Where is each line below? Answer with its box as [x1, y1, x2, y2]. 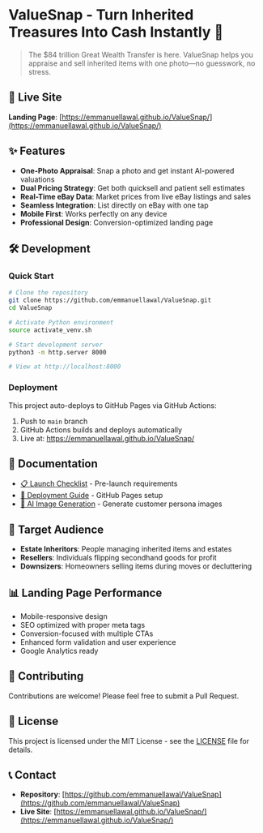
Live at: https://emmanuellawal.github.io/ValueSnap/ [19, 433, 195, 443]
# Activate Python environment [8, 318, 114, 326]
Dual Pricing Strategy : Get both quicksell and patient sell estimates [19, 182, 245, 192]
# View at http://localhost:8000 [8, 363, 121, 371]
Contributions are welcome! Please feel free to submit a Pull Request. [8, 691, 240, 701]
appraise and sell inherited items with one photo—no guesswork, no [28, 58, 256, 68]
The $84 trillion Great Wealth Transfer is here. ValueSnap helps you [28, 49, 253, 59]
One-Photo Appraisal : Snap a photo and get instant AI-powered [19, 165, 235, 175]
